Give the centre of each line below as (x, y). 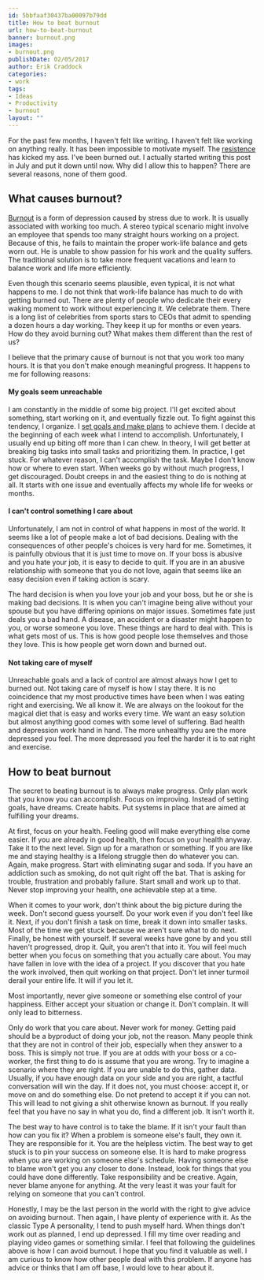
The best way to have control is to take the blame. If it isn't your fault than (127, 1127)
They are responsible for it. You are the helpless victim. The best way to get (130, 1144)
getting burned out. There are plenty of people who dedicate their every (125, 300)
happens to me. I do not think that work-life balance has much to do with (126, 292)
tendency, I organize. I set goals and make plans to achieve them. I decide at (132, 426)
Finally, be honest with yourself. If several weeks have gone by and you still (130, 939)
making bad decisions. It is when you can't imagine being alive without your (131, 603)
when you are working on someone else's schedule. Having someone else (128, 1160)
